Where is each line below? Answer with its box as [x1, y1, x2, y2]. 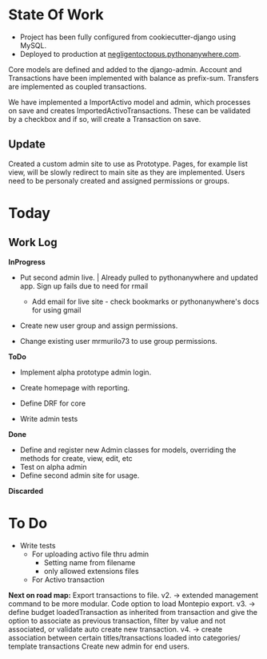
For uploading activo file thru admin [31, 549, 149, 559]
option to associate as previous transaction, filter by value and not [8, 616, 226, 625]
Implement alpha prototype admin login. [19, 367, 152, 377]
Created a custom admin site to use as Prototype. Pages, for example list [8, 159, 248, 168]
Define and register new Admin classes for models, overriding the [19, 445, 237, 455]
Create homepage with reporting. [19, 382, 130, 392]
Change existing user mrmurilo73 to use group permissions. [19, 336, 217, 346]
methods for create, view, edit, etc [19, 453, 133, 463]
